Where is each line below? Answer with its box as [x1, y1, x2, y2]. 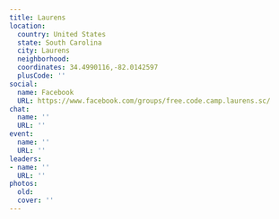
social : [9, 80, 39, 88]
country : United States [17, 29, 106, 38]
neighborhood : [17, 55, 70, 63]
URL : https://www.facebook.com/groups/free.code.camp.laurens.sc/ [17, 96, 271, 105]
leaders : [9, 154, 42, 164]
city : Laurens [17, 46, 70, 55]
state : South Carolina [17, 38, 102, 47]
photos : [9, 180, 39, 189]
